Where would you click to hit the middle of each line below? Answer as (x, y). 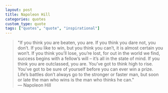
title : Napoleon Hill (28, 14)
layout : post (19, 10)
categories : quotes (26, 19)
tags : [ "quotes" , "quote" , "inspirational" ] (52, 28)
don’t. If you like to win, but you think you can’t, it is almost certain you (90, 48)
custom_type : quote (26, 24)
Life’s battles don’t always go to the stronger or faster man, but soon (88, 74)
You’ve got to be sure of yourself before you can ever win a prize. (85, 69)
